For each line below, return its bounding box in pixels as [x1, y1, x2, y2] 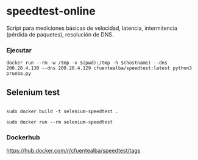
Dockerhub [6, 133, 40, 141]
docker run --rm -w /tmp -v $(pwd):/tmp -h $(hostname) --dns [6, 60, 168, 66]
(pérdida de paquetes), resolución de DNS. [6, 30, 114, 38]
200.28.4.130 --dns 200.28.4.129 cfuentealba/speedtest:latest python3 [6, 65, 192, 71]
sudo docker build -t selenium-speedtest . [6, 108, 119, 115]
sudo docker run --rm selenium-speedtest [6, 119, 113, 125]
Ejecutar [6, 46, 32, 54]
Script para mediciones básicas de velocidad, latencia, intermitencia [6, 24, 178, 32]
